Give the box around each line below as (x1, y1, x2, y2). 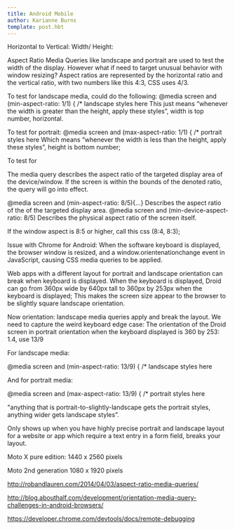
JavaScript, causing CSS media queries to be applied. (7, 256, 163, 264)
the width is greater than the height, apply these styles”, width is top (7, 107, 205, 116)
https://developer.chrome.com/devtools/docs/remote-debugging (7, 515, 195, 523)
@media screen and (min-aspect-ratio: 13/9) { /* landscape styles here (7, 362, 213, 371)
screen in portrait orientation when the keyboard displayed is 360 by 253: (7, 328, 220, 336)
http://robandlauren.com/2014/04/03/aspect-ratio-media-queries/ (7, 480, 199, 489)
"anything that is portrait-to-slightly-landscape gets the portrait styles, (7, 403, 210, 411)
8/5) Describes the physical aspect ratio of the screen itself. (23, 213, 197, 222)
